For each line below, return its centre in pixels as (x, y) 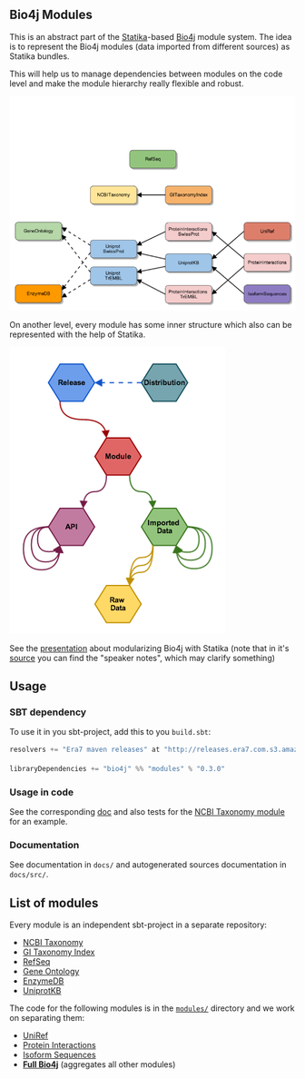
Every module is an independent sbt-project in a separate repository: (138, 925)
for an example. (39, 822)
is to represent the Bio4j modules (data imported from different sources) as (150, 46)
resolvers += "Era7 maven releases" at (85, 750)
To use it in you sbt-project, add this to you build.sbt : (110, 732)
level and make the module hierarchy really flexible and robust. (127, 83)
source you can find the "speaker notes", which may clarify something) (142, 658)
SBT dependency (48, 712)
